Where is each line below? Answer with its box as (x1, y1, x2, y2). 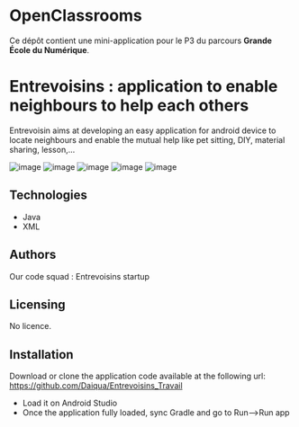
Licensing (9, 297, 66, 312)
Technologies (9, 188, 88, 203)
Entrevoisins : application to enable (9, 76, 278, 97)
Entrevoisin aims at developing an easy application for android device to (9, 125, 276, 136)
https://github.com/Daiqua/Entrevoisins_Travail (9, 380, 183, 391)
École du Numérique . (9, 44, 90, 55)
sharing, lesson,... (9, 144, 76, 155)
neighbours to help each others (9, 95, 249, 116)
